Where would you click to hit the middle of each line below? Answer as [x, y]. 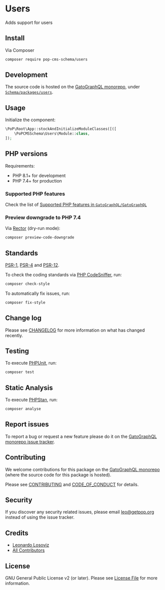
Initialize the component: [30, 120]
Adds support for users [29, 22]
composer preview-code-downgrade [40, 237]
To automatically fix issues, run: [38, 293]
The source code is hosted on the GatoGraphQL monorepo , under [73, 87]
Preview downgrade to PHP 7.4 [43, 217]
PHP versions [27, 154]
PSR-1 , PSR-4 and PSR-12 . [32, 265]
